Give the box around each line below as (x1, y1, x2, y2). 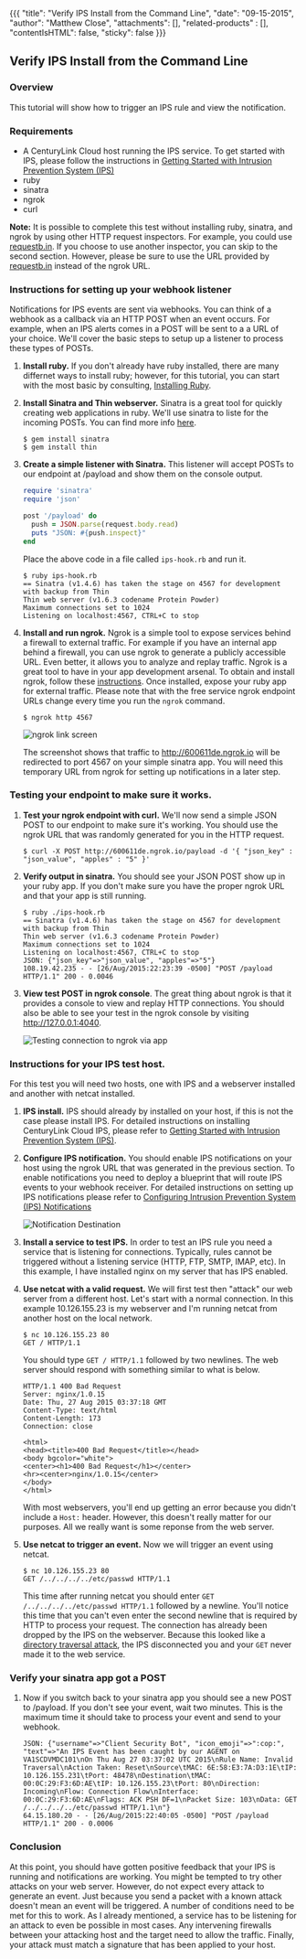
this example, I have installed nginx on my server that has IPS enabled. (22, 1266, 289, 1277)
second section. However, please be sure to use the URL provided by (9, 251, 269, 262)
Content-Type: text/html (22, 1406, 118, 1416)
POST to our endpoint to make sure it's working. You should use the (22, 819, 279, 830)
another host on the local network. (22, 1312, 153, 1324)
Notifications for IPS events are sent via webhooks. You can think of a (9, 304, 272, 315)
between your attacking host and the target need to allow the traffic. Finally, (9, 1929, 295, 1940)
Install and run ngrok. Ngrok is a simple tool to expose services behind (22, 626, 291, 638)
